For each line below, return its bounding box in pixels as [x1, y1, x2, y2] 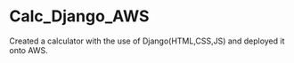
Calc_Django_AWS [9, 6, 150, 27]
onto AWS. [9, 44, 49, 55]
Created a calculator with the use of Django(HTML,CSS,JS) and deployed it [9, 35, 285, 46]
